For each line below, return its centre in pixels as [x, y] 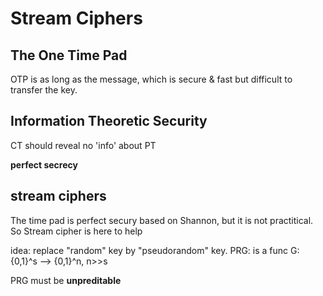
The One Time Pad [69, 55]
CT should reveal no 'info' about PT [83, 145]
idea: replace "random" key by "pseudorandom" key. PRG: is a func [149, 250]
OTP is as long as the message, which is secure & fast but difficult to [151, 79]
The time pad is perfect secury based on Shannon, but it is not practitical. [162, 220]
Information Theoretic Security [109, 121]
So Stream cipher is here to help [76, 231]
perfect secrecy [44, 164]
